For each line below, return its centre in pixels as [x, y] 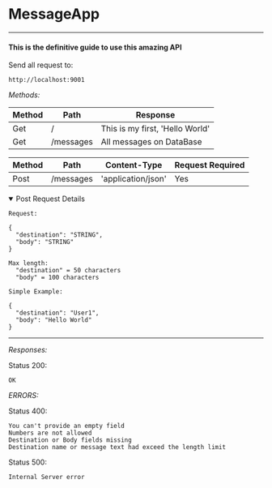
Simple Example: [36, 292]
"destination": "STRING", [59, 235]
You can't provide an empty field [67, 426]
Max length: [28, 263]
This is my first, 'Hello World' [155, 129]
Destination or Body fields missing [70, 440]
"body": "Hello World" [54, 320]
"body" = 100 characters [57, 278]
